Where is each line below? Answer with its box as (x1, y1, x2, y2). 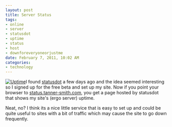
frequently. (5, 116, 28, 122)
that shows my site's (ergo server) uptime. (5, 95, 95, 101)
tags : (5, 17, 17, 22)
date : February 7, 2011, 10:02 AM (5, 55, 80, 60)
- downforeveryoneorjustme (5, 50, 63, 55)
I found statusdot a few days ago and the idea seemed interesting (25, 79, 165, 85)
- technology (5, 65, 33, 70)
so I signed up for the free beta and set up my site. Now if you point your (5, 84, 159, 90)
